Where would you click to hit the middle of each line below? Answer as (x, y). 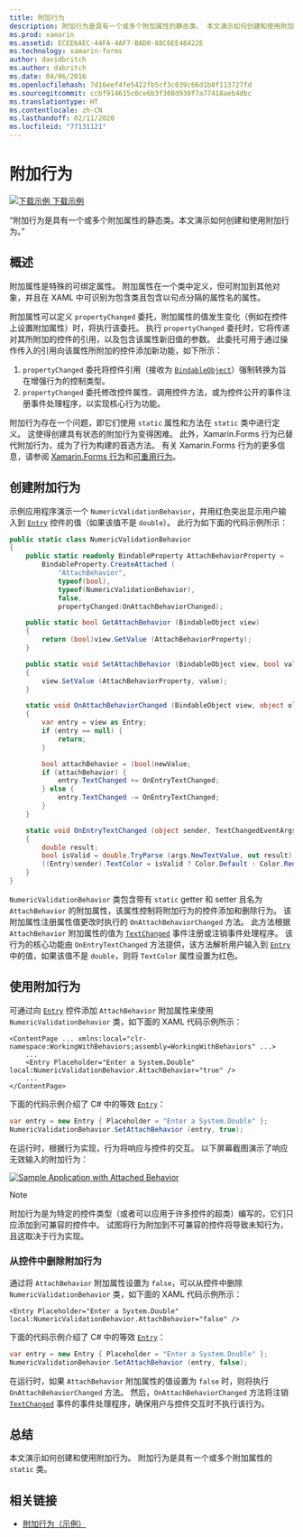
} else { (58, 789)
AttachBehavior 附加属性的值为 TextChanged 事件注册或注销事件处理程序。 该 (151, 933)
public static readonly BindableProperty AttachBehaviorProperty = (155, 556)
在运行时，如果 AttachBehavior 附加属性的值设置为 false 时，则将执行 (139, 1381)
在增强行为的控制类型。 (66, 381)
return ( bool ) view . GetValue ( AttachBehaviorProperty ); (147, 640)
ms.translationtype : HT (54, 102)
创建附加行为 (45, 488)
